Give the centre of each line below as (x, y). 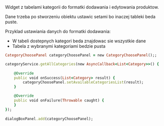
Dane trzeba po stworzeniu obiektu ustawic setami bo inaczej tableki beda (80, 16)
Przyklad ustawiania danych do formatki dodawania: (58, 31)
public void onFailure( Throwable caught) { (59, 100)
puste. (12, 22)
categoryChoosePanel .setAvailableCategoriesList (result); (83, 82)
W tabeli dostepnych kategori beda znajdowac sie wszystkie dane (79, 41)
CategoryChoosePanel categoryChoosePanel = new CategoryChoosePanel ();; (81, 55)
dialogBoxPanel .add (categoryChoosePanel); (49, 119)
